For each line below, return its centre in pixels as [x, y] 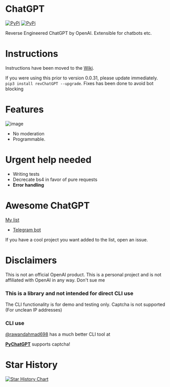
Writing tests [26, 174]
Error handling [28, 185]
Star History [31, 365]
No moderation [28, 133]
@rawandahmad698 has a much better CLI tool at [58, 334]
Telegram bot [27, 230]
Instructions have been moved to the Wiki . [50, 68]
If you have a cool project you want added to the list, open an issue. [77, 239]
